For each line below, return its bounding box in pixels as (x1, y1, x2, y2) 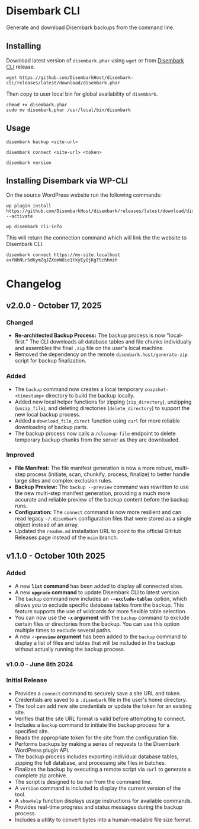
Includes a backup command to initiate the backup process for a (14, 721, 170, 729)
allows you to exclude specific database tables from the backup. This (14, 601, 184, 609)
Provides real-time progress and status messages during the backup (14, 803, 182, 811)
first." (14, 338, 28, 345)
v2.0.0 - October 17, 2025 (6, 300, 102, 310)
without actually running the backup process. (14, 645, 126, 653)
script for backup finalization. (14, 357, 87, 364)
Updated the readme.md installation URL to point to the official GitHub (14, 527, 182, 534)
